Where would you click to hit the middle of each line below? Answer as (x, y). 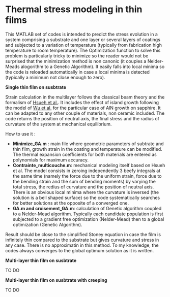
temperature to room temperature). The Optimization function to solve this (83, 50)
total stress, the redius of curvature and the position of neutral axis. (83, 187)
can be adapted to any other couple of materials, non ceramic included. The (85, 113)
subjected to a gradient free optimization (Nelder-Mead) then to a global (88, 219)
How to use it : (20, 134)
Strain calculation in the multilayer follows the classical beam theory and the (85, 97)
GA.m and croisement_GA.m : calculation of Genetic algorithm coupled (87, 208)
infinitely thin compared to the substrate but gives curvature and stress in (82, 240)
